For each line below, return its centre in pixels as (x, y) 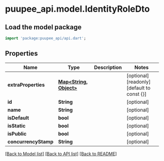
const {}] (137, 94)
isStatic (17, 126)
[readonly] (139, 82)
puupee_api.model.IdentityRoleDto (77, 9)
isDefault (18, 117)
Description (108, 67)
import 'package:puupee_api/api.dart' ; (46, 38)
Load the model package (43, 27)
